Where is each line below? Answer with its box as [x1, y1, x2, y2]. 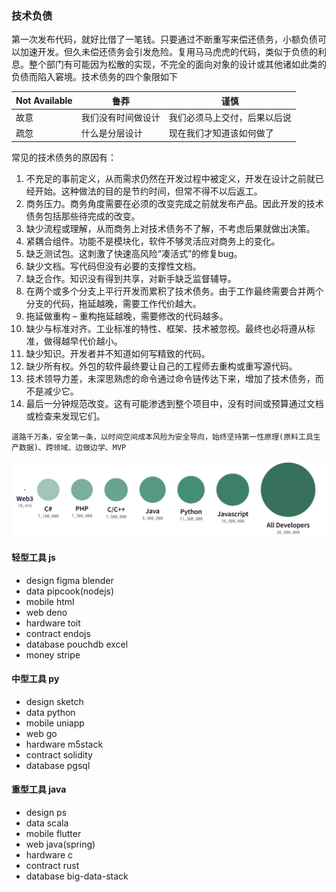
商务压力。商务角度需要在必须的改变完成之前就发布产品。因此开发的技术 [25, 197, 324, 209]
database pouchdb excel [25, 638, 129, 650]
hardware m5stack [25, 738, 104, 750]
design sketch [25, 695, 84, 707]
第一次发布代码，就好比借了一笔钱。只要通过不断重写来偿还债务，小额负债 [11, 33, 318, 46]
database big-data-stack [25, 870, 129, 882]
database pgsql [25, 759, 91, 771]
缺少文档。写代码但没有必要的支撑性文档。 [25, 260, 202, 272]
